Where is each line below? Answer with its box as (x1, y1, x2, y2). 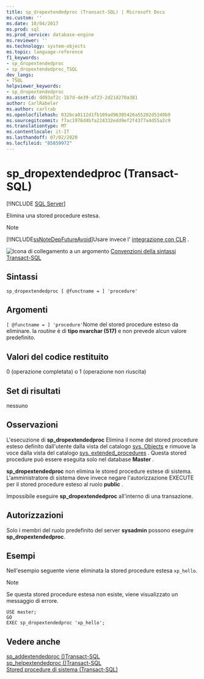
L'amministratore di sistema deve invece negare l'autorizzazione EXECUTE (6, 474, 194, 481)
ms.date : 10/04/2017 (6, 20, 59, 26)
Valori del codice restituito (6, 351, 109, 362)
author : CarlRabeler (6, 100, 59, 106)
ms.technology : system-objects (6, 44, 86, 50)
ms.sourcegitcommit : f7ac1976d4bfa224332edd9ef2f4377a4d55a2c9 (6, 117, 171, 123)
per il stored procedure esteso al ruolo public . (6, 480, 123, 488)
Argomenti (6, 304, 48, 315)
